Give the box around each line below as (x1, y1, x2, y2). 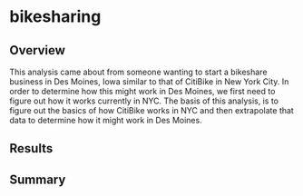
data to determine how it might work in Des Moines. (9, 115, 202, 125)
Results (9, 141, 54, 156)
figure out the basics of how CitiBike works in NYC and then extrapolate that (9, 105, 295, 115)
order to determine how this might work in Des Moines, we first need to (9, 86, 276, 96)
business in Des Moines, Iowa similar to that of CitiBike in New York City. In (9, 76, 289, 87)
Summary (9, 171, 66, 187)
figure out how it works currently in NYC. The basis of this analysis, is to (9, 95, 279, 106)
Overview (9, 43, 66, 58)
